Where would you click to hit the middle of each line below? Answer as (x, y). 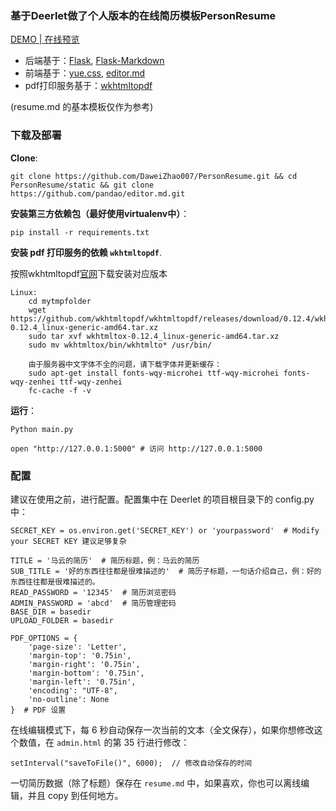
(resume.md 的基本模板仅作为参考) (82, 107)
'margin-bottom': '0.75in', (86, 673)
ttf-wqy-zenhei (91, 382)
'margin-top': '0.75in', (80, 655)
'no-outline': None (69, 699)
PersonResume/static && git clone (82, 185)
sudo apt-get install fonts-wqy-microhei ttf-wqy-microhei (154, 373)
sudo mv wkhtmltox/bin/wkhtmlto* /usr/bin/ (120, 345)
